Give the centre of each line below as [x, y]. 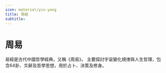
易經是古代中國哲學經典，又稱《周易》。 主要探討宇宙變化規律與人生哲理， [81, 59]
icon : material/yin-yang [31, 10]
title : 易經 [17, 14]
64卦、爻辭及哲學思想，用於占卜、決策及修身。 [58, 66]
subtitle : [15, 19]
